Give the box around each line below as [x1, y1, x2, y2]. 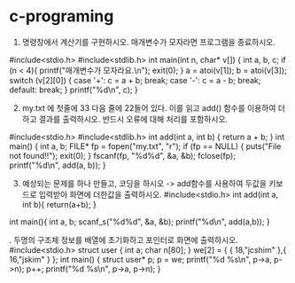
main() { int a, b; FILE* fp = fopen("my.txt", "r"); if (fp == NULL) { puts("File [9, 140, 282, 152]
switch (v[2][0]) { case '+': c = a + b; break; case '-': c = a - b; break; [9, 75, 261, 85]
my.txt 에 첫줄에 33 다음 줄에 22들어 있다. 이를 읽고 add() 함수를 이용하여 [21, 102, 276, 113]
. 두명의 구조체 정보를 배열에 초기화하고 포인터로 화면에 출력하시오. [9, 234, 239, 245]
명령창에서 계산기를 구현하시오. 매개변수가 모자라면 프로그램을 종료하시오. [21, 36, 276, 47]
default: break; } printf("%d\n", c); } [9, 84, 139, 95]
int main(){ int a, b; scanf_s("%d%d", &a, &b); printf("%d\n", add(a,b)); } [9, 216, 270, 227]
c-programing [9, 6, 114, 27]
